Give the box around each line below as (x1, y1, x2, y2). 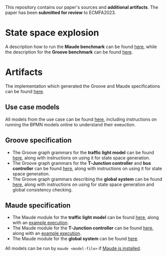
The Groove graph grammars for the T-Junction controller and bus (12, 160, 151, 166)
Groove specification (5, 136, 72, 145)
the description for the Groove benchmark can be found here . (5, 49, 133, 55)
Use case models (5, 103, 60, 112)
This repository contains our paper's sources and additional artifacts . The (5, 5, 159, 10)
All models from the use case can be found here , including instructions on (5, 116, 157, 122)
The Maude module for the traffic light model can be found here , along (12, 214, 159, 220)
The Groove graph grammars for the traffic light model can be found (12, 149, 155, 155)
